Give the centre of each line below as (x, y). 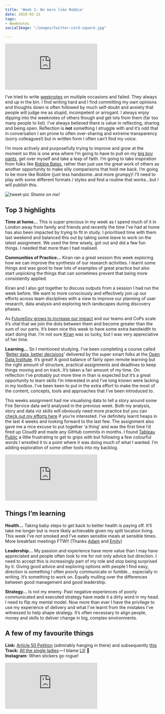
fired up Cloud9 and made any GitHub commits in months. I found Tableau (80, 432)
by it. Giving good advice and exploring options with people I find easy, (77, 566)
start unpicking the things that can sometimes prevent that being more (76, 273)
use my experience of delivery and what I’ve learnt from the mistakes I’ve (79, 607)
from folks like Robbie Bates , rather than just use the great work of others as (82, 164)
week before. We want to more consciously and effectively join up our (76, 293)
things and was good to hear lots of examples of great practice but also (77, 268)
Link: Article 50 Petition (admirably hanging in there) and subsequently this (81, 645)
